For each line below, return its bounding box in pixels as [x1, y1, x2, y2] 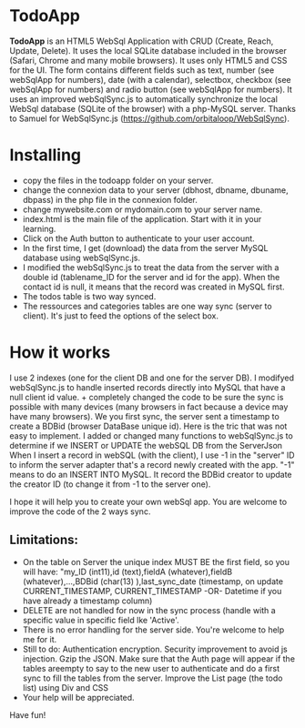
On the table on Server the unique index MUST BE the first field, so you [22, 556, 290, 567]
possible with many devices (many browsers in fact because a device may [9, 401, 289, 412]
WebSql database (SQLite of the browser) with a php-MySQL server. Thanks [9, 103, 297, 114]
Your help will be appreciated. [22, 692, 135, 703]
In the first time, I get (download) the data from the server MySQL [22, 242, 269, 253]
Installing [9, 145, 82, 166]
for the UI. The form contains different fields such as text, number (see [9, 65, 275, 76]
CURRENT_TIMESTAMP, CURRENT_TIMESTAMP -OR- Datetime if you [22, 585, 282, 596]
